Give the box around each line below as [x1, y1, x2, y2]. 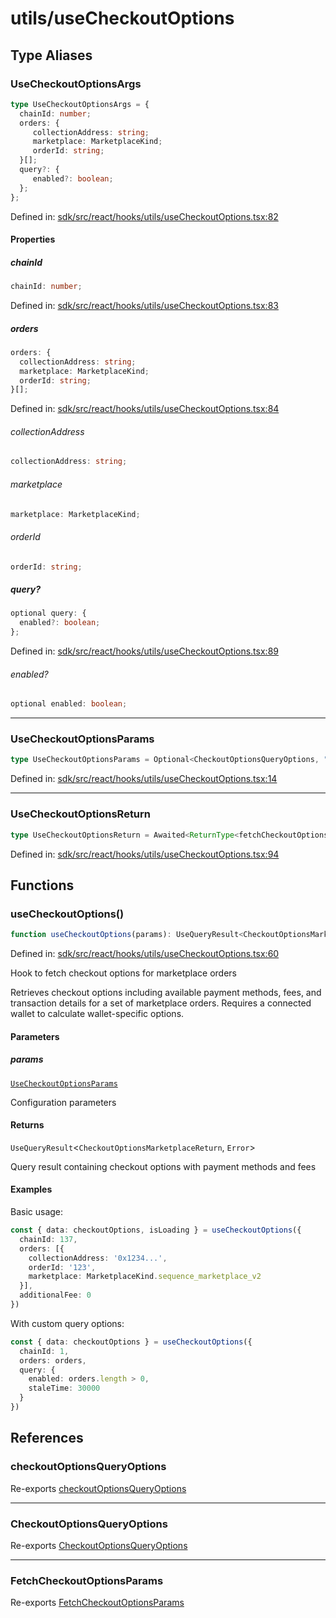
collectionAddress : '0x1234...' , [28, 1253, 168, 1263]
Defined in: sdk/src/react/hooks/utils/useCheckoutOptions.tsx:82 [10, 210, 279, 222]
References [10, 1430, 84, 1447]
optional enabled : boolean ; [10, 699, 128, 709]
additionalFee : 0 [19, 1290, 92, 1301]
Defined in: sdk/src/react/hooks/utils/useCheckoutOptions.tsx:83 [10, 299, 279, 311]
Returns [10, 1119, 45, 1131]
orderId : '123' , [28, 1262, 97, 1272]
